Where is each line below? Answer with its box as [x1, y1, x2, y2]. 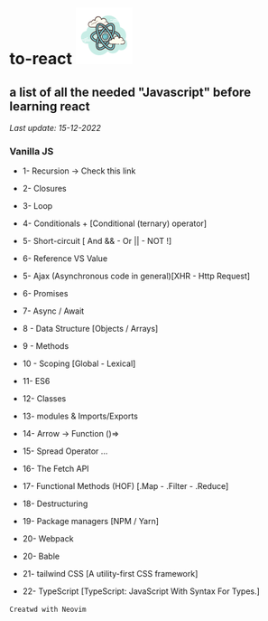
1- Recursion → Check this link [22, 165, 136, 176]
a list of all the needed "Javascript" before [9, 84, 251, 99]
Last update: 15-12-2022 [9, 123, 102, 133]
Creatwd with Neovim [9, 605, 88, 615]
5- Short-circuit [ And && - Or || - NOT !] [22, 236, 172, 247]
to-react [9, 49, 72, 70]
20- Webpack [22, 533, 74, 544]
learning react [9, 99, 90, 114]
